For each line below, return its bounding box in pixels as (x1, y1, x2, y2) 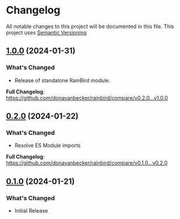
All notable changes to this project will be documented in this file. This (6, 23, 175, 30)
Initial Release (14, 207, 48, 214)
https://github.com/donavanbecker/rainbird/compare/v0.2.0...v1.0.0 (6, 94, 168, 101)
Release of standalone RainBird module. (14, 77, 111, 84)
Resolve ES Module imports (14, 142, 81, 149)
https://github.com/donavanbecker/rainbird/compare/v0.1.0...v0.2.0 (6, 159, 168, 166)
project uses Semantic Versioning (6, 29, 87, 36)
